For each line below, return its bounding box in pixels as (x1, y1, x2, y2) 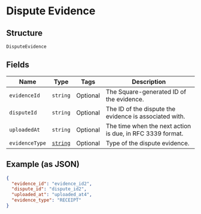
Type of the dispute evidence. (105, 139, 190, 147)
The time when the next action (105, 122, 191, 130)
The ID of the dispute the (105, 104, 176, 113)
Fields (6, 60, 30, 70)
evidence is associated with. (105, 112, 185, 120)
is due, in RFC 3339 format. (105, 129, 184, 138)
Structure (6, 28, 43, 38)
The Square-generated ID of (105, 88, 187, 96)
